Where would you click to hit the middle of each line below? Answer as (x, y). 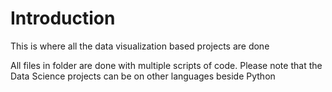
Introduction (63, 18)
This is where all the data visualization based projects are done (140, 46)
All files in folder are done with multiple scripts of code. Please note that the (166, 65)
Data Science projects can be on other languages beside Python (143, 76)
